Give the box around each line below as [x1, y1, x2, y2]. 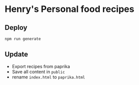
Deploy [5, 23, 28, 32]
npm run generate [5, 36, 41, 41]
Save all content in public [12, 69, 65, 75]
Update [5, 50, 29, 59]
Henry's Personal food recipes [5, 3, 134, 15]
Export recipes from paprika [12, 63, 70, 69]
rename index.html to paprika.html [12, 74, 85, 80]
